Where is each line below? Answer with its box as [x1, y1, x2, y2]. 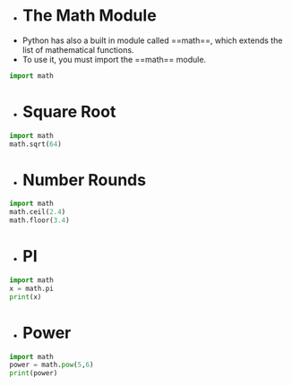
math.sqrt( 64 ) [9, 140, 63, 149]
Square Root [21, 102, 116, 122]
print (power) [9, 369, 58, 378]
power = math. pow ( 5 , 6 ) [9, 360, 94, 370]
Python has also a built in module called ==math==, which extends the [21, 35, 283, 46]
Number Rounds [21, 169, 146, 190]
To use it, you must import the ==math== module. [21, 54, 207, 64]
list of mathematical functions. [21, 44, 134, 55]
